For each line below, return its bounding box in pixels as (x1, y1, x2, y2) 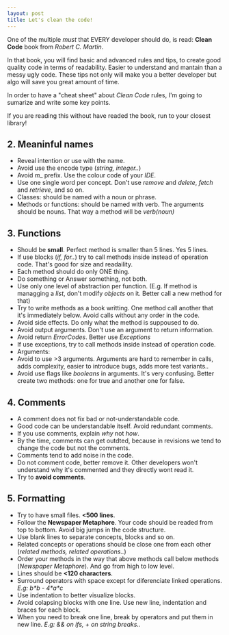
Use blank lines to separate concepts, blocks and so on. (16, 532, 176, 541)
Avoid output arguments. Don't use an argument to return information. (16, 326, 214, 334)
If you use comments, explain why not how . (16, 429, 140, 437)
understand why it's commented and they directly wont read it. (16, 465, 194, 473)
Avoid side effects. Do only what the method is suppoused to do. (16, 319, 200, 327)
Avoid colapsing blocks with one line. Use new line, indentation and (16, 598, 207, 606)
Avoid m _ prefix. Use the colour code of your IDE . (16, 171, 156, 179)
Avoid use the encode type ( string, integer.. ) (16, 164, 142, 172)
